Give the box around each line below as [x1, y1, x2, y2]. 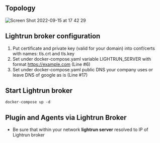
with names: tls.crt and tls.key [12, 50, 74, 57]
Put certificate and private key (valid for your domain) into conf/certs [12, 45, 155, 51]
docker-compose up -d [5, 100, 51, 105]
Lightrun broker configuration [5, 32, 101, 41]
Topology [5, 4, 36, 13]
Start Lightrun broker [5, 86, 73, 95]
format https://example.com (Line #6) [12, 61, 91, 67]
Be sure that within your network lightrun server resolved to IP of [12, 126, 148, 132]
